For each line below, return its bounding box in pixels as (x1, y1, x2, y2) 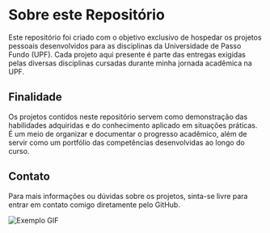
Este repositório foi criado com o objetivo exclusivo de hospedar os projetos (8, 32, 262, 42)
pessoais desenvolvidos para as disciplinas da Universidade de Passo (8, 40, 242, 50)
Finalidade (8, 91, 62, 104)
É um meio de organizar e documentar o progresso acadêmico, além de (8, 129, 247, 138)
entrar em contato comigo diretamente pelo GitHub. (8, 200, 180, 210)
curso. (8, 146, 30, 155)
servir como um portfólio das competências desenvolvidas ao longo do (8, 138, 245, 147)
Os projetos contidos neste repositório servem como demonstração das (8, 112, 248, 121)
